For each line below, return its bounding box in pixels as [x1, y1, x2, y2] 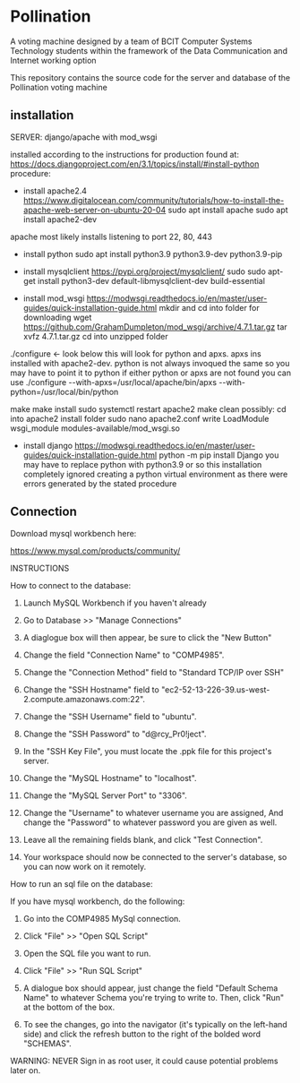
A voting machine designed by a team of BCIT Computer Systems [10, 36, 253, 47]
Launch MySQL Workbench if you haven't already [22, 597, 207, 608]
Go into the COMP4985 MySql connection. [22, 913, 182, 924]
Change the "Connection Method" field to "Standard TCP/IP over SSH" [22, 666, 285, 677]
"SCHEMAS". [22, 1037, 73, 1049]
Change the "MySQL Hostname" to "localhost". [22, 772, 197, 783]
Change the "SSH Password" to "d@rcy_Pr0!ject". [22, 728, 207, 739]
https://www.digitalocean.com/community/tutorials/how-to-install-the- [22, 194, 285, 205]
